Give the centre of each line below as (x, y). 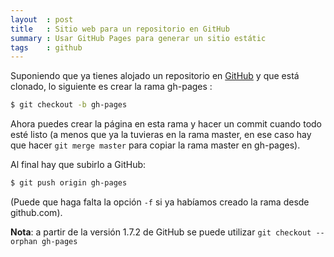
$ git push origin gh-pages (69, 183)
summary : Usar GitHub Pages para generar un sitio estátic (138, 38)
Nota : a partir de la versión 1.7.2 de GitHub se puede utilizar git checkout (161, 232)
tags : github (46, 47)
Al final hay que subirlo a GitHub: (78, 165)
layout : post (42, 19)
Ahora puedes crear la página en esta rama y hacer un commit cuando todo (166, 124)
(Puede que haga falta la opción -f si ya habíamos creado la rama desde (160, 202)
